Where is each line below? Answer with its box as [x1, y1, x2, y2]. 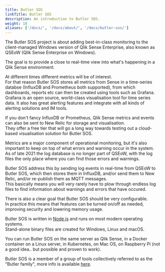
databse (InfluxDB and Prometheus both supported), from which [5, 84, 135, 90]
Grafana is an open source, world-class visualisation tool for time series [5, 95, 151, 101]
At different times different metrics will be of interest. [5, 74, 112, 80]
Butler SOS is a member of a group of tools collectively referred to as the [5, 256, 153, 262]
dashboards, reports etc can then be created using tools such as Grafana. [5, 90, 155, 96]
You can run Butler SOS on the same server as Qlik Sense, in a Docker [5, 236, 148, 242]
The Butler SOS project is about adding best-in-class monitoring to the [5, 39, 148, 45]
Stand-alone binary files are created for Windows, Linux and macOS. [5, 226, 145, 232]
